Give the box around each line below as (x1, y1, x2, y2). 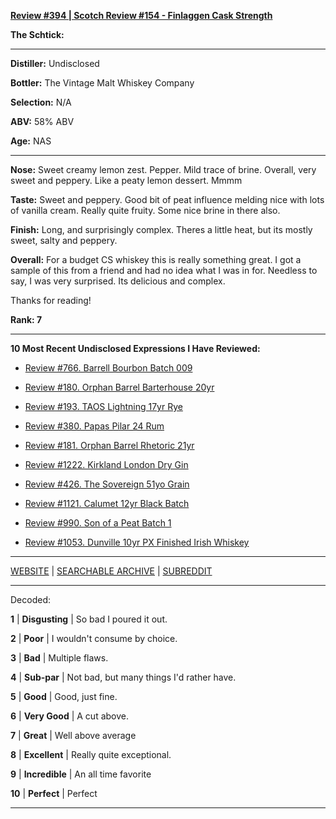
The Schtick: (10, 29, 65, 40)
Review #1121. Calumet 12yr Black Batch (24, 498, 190, 509)
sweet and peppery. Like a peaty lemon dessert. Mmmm (10, 175, 243, 186)
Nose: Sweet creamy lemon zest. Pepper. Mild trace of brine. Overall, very (10, 164, 317, 175)
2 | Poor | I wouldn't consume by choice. (10, 633, 178, 644)
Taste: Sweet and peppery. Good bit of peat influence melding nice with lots (10, 194, 325, 205)
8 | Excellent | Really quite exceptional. (10, 749, 172, 760)
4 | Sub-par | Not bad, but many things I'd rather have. (10, 671, 237, 683)
